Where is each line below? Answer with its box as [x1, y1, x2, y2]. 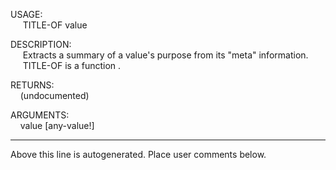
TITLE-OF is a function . [22, 60, 122, 71]
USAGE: [10, 9, 43, 20]
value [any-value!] [19, 120, 95, 131]
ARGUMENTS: [10, 109, 70, 121]
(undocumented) [19, 90, 90, 101]
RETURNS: [10, 79, 55, 91]
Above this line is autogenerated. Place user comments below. [10, 149, 267, 160]
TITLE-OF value [22, 19, 88, 31]
